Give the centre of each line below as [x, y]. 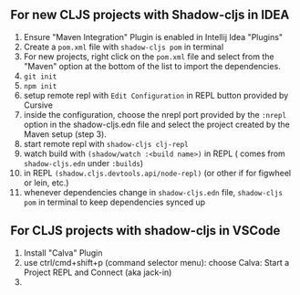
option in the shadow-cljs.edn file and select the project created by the [156, 124]
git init [40, 77]
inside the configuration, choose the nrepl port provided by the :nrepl [155, 114]
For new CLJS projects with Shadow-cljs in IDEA [150, 15]
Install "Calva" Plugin [63, 253]
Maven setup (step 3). [65, 134]
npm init [40, 86]
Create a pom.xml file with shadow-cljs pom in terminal [124, 47]
